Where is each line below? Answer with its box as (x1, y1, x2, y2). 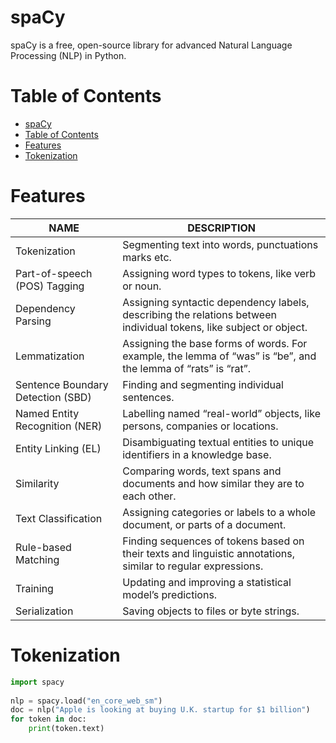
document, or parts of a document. (122, 517, 287, 531)
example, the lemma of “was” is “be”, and (122, 349, 317, 363)
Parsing (15, 314, 52, 328)
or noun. (122, 279, 162, 293)
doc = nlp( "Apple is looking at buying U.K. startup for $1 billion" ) (10, 705, 311, 715)
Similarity (15, 476, 60, 490)
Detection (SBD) (15, 390, 92, 404)
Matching (15, 552, 60, 566)
